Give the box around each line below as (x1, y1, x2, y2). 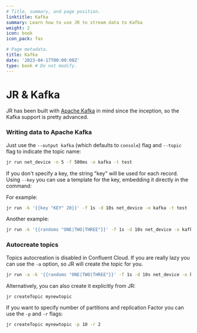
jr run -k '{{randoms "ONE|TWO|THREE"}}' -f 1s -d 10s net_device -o (6, 227, 180, 233)
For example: (6, 193, 38, 201)
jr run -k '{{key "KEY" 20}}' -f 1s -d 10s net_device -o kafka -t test (6, 205, 188, 211)
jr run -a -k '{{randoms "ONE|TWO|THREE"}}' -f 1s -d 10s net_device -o (6, 271, 188, 277)
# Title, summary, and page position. (6, 8, 101, 15)
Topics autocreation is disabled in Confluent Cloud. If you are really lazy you (6, 254, 191, 261)
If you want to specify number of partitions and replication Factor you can (6, 304, 184, 311)
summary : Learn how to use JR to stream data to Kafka (6, 19, 143, 25)
